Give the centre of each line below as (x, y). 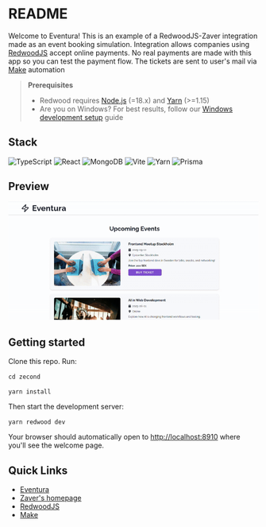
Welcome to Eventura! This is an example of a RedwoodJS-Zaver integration (133, 36)
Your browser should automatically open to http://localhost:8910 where (124, 437)
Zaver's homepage (50, 498)
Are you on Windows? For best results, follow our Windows (136, 109)
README (38, 14)
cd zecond (25, 377)
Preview (29, 186)
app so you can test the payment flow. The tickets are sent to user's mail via (133, 61)
